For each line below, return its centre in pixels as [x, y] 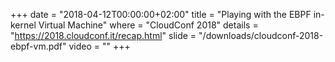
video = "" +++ [99, 46]
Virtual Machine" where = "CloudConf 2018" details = [148, 25]
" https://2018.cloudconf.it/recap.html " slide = [103, 35]
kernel [23, 25]
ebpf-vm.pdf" [38, 46]
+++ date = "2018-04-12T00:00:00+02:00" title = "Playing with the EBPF [161, 14]
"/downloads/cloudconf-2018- [261, 35]
